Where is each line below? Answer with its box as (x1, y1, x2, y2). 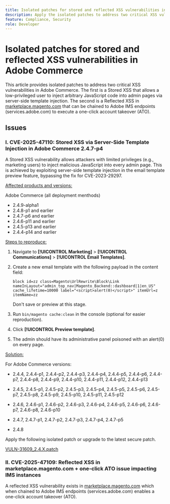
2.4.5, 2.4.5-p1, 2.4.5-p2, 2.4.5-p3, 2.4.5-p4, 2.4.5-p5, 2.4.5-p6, (12, 386, 147, 392)
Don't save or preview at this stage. (12, 301, 87, 307)
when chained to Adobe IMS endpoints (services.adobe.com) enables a (5, 488, 155, 494)
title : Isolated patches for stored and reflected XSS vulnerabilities (5, 7, 159, 13)
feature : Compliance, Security (5, 17, 71, 22)
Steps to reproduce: (5, 239, 47, 245)
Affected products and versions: (5, 182, 72, 188)
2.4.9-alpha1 (12, 202, 39, 208)
